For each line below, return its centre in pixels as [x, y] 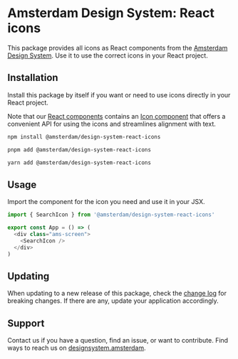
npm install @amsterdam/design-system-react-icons [84, 136]
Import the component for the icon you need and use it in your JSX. [106, 202]
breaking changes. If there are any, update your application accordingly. [113, 301]
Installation [33, 78]
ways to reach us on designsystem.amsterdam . [77, 348]
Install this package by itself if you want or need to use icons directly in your [119, 95]
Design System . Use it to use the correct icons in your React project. [108, 55]
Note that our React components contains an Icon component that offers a [117, 116]
